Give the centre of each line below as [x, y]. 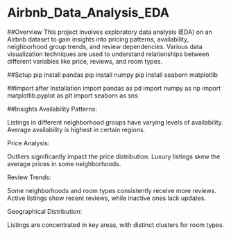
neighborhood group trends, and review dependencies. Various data [105, 46]
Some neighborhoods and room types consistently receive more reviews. [112, 190]
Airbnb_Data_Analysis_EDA [88, 13]
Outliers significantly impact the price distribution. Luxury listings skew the [114, 156]
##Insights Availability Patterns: [52, 109]
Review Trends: [29, 177]
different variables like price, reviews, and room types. [85, 61]
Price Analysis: [28, 143]
